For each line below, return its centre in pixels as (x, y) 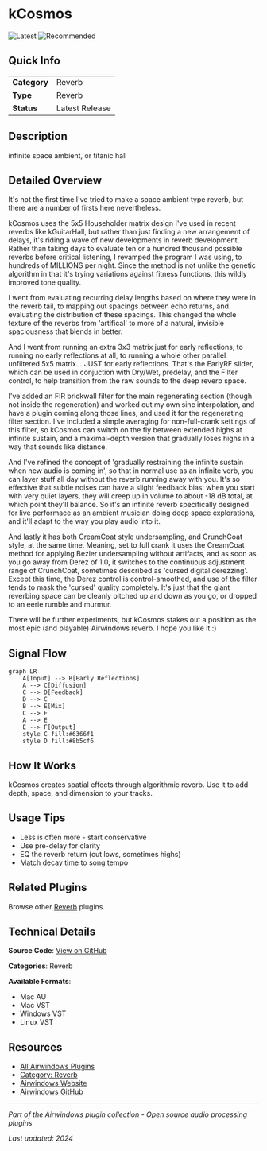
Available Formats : (40, 982)
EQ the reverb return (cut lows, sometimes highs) (100, 854)
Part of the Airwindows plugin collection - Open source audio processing (128, 1114)
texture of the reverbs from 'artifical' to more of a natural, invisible (116, 324)
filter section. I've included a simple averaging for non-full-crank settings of (132, 421)
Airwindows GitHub (51, 1092)
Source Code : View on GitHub (58, 951)
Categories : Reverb (41, 966)
